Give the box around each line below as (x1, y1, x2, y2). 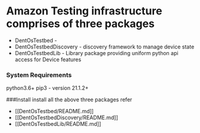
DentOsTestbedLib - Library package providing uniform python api (14, 49, 179, 56)
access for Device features (14, 56, 82, 63)
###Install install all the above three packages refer (6, 96, 133, 103)
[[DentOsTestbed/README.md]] (14, 108, 94, 115)
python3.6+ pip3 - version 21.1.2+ (6, 84, 89, 92)
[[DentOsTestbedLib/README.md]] (14, 120, 101, 128)
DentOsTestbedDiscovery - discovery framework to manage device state (14, 43, 195, 50)
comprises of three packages (6, 17, 155, 31)
